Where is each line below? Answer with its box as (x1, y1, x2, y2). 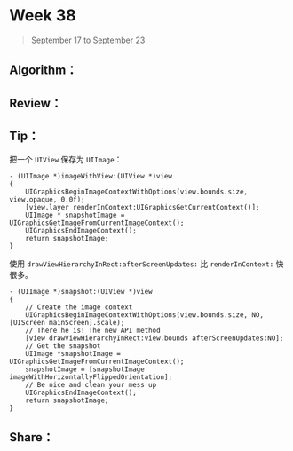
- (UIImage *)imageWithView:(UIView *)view (9, 171, 173, 180)
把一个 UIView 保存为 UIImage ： (9, 154, 123, 164)
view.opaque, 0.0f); (9, 194, 86, 204)
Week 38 (9, 5, 77, 26)
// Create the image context (25, 303, 133, 312)
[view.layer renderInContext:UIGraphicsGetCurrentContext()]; (25, 202, 260, 211)
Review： (9, 95, 63, 111)
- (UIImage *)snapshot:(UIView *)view (9, 287, 153, 296)
